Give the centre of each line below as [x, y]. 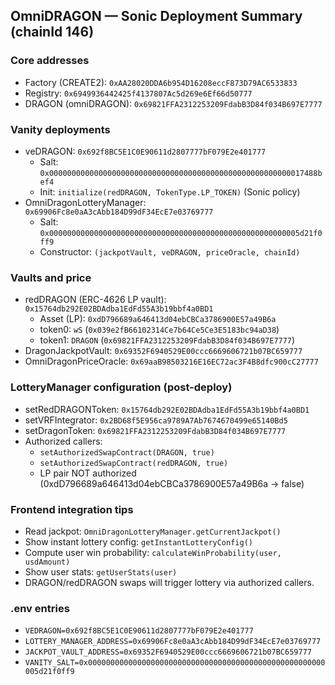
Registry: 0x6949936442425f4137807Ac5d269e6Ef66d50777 [138, 93]
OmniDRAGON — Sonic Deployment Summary [156, 16]
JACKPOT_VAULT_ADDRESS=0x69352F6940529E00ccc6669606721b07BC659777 [168, 652]
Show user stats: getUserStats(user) [101, 571]
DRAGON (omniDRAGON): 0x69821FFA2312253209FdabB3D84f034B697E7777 [173, 103]
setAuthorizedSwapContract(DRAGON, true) [127, 452]
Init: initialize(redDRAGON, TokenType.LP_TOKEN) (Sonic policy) [170, 191]
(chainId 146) [52, 32]
